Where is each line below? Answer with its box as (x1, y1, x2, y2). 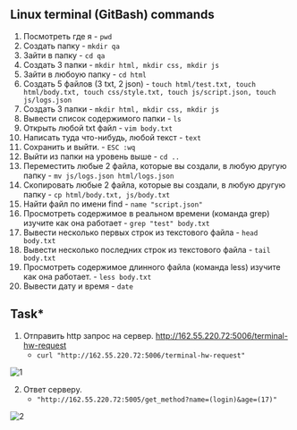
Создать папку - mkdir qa (22, 40, 120, 51)
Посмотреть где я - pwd (22, 30, 113, 41)
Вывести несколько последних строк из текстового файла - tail (22, 244, 271, 255)
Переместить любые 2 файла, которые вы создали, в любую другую (22, 160, 287, 171)
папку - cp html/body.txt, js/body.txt (22, 189, 171, 199)
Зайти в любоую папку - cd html (22, 69, 147, 80)
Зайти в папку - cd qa (22, 49, 106, 61)
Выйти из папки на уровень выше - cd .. (22, 151, 180, 162)
